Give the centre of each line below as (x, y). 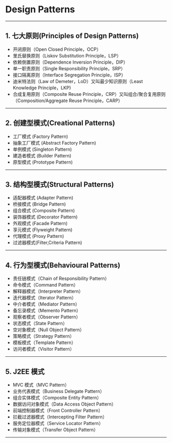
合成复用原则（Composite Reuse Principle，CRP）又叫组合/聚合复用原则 (89, 94)
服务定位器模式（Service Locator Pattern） (58, 423)
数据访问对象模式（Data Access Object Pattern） (64, 404)
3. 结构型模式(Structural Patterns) (60, 184)
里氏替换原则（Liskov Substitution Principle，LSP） (67, 55)
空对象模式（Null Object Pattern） (48, 330)
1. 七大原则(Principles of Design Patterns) (72, 36)
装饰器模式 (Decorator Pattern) (45, 217)
